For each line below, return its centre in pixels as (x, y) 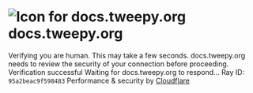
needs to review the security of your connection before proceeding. (119, 64)
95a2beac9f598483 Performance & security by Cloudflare (99, 80)
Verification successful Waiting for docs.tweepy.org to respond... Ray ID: (126, 72)
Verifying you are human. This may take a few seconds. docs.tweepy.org (127, 55)
